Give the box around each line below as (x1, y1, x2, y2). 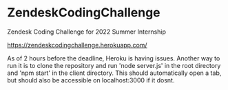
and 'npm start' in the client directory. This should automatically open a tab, (7, 69, 222, 77)
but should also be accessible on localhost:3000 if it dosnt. (7, 76, 175, 84)
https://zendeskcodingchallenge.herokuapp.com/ (7, 41, 147, 49)
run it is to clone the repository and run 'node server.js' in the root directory (7, 61, 221, 69)
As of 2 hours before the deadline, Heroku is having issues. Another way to (7, 54, 220, 63)
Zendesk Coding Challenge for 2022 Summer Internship (7, 27, 167, 36)
